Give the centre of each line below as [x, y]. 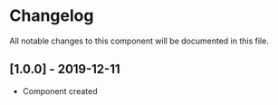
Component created [60, 91]
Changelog [52, 16]
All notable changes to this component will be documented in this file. [139, 41]
